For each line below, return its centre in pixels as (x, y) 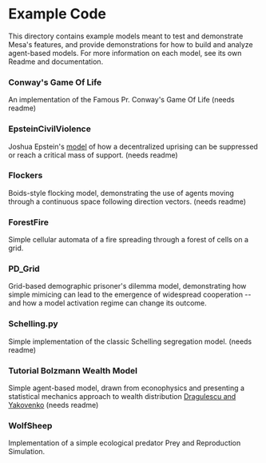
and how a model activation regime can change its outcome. (108, 303)
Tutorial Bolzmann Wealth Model (73, 370)
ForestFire (29, 222)
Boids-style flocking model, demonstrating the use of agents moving (121, 193)
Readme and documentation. (56, 62)
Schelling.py (33, 324)
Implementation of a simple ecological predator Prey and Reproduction (125, 443)
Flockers (26, 175)
